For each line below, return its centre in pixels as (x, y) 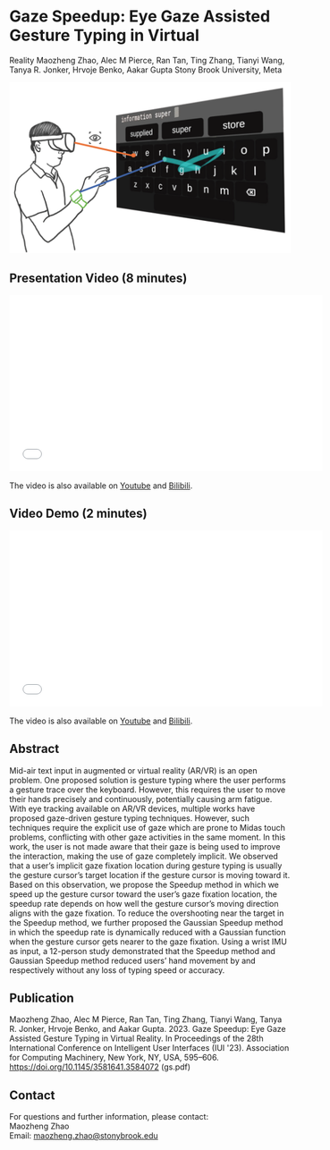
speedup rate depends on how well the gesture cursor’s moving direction (144, 903)
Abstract (34, 749)
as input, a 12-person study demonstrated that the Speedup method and (142, 951)
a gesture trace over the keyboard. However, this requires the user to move (148, 790)
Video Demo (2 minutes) (78, 514)
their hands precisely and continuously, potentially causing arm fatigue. (141, 799)
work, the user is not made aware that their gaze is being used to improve (145, 846)
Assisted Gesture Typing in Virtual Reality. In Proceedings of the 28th (136, 1038)
